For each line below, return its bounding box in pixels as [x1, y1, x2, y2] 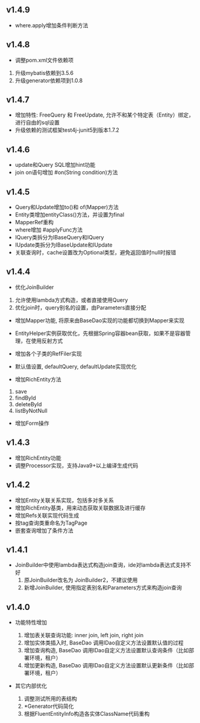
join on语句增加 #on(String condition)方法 [14, 169, 118, 176]
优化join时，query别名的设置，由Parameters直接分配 [14, 303, 146, 311]
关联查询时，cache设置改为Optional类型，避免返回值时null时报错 [14, 249, 177, 256]
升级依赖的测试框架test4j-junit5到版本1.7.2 [14, 126, 119, 134]
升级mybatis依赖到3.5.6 [14, 69, 74, 76]
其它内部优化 [14, 682, 47, 690]
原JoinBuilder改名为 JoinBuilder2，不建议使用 [23, 577, 138, 584]
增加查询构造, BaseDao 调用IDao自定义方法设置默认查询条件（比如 [23, 647, 189, 654]
